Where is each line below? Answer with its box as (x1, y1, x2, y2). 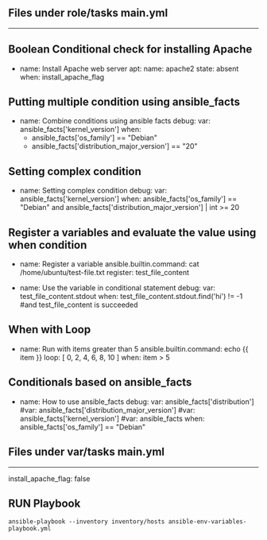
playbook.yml (8, 525, 52, 533)
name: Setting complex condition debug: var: (19, 186, 168, 196)
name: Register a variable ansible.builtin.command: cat (19, 259, 200, 269)
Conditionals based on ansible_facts (8, 375, 192, 389)
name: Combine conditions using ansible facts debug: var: (19, 116, 211, 126)
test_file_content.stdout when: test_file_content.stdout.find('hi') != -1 (19, 292, 243, 301)
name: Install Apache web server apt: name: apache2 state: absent (19, 64, 239, 73)
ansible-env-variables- (168, 518, 247, 526)
